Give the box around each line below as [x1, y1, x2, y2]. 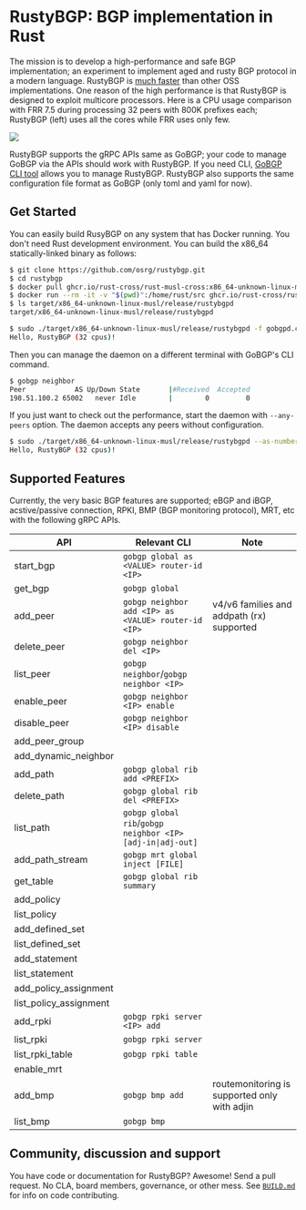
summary [122, 880, 157, 890]
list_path [14, 821, 50, 834]
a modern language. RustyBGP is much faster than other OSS [9, 75, 240, 86]
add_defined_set [14, 922, 85, 935]
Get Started [9, 204, 76, 220]
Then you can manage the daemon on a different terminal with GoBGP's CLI [9, 349, 294, 360]
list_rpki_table [14, 1048, 73, 1061]
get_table [14, 875, 54, 887]
